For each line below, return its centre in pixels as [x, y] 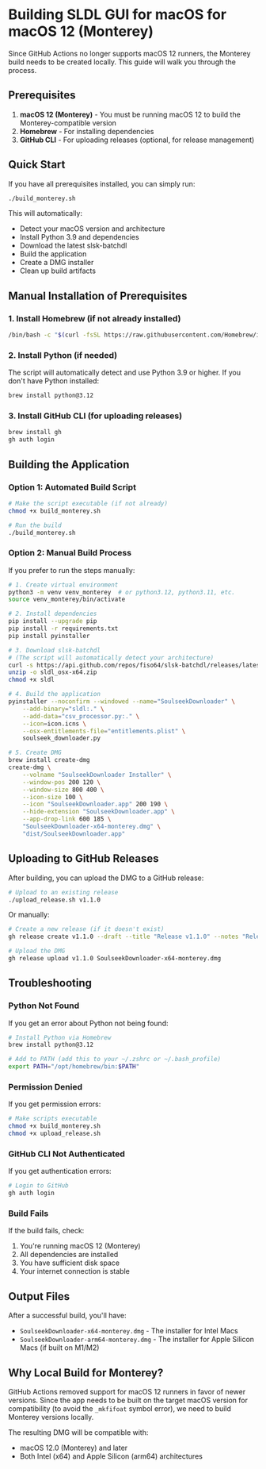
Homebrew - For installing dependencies [87, 131]
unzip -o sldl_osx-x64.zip [53, 672]
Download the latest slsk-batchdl [73, 246]
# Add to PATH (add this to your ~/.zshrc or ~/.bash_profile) [115, 1059]
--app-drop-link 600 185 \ [67, 819]
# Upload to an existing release [63, 892]
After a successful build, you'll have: [67, 1316]
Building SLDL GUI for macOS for [118, 15]
